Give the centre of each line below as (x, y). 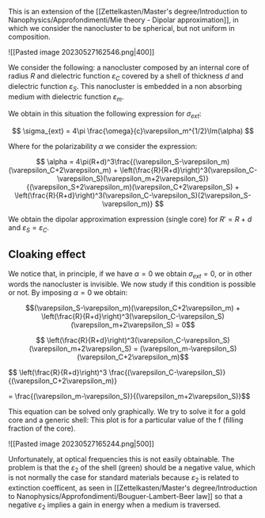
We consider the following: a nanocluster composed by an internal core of (129, 67)
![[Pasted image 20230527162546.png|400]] (81, 52)
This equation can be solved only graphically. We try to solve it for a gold (127, 411)
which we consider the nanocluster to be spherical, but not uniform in (121, 28)
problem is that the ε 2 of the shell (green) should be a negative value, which (132, 468)
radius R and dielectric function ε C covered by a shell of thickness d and (126, 77)
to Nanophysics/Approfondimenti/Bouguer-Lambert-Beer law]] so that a (125, 497)
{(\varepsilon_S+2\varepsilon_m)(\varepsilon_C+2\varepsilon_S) (130, 187)
